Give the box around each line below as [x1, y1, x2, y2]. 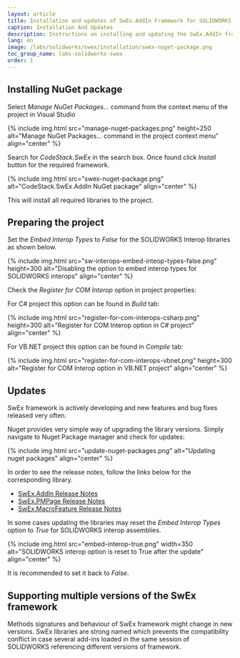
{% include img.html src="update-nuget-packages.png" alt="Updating [7, 447, 216, 455]
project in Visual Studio [7, 110, 76, 119]
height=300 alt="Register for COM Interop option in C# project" [7, 321, 195, 329]
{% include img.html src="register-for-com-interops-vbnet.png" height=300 [7, 357, 232, 365]
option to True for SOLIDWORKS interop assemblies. [7, 526, 161, 534]
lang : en [7, 37, 34, 44]
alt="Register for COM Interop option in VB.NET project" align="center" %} [7, 364, 228, 372]
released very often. [7, 412, 66, 420]
